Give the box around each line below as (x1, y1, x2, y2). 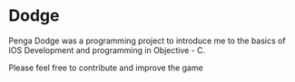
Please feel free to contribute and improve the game (8, 62, 203, 73)
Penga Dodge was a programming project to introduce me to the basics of (8, 35, 287, 46)
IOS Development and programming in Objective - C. (8, 44, 206, 55)
